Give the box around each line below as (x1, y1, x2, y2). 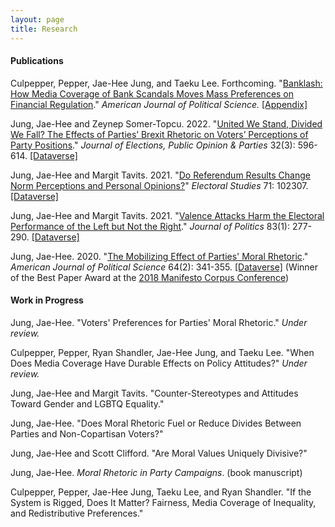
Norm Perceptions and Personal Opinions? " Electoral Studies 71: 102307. (10, 179, 309, 191)
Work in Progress (10, 294, 84, 306)
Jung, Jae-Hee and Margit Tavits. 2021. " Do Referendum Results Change (10, 169, 311, 181)
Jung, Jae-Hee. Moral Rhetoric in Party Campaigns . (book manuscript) (10, 466, 303, 478)
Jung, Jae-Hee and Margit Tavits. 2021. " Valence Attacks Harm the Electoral (10, 209, 325, 221)
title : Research (10, 24, 78, 34)
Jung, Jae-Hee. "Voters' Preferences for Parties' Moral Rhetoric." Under (10, 316, 308, 328)
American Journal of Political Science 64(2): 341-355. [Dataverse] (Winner (10, 261, 319, 273)
